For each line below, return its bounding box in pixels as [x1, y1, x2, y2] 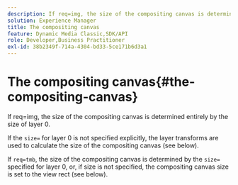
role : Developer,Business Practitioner [7, 37, 125, 44]
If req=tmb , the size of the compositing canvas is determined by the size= [7, 155, 221, 163]
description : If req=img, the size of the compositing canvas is [7, 10, 204, 18]
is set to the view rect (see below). [7, 169, 108, 178]
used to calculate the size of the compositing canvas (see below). [7, 141, 200, 150]
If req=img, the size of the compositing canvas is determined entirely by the [7, 112, 229, 120]
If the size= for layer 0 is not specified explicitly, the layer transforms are [7, 133, 219, 142]
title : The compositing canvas [7, 23, 100, 30]
